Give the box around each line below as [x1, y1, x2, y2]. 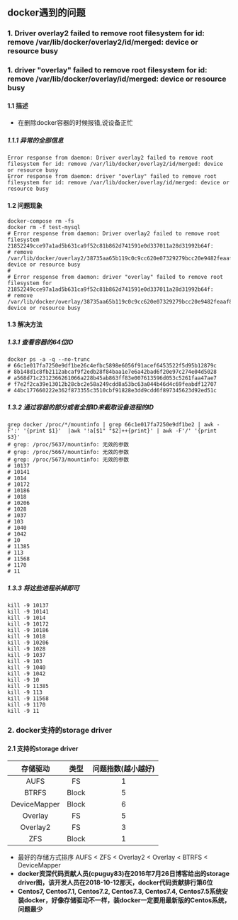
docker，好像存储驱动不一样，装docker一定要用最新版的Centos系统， [23, 896, 231, 904]
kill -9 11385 [7, 683, 50, 690]
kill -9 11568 [7, 695, 50, 702]
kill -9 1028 [7, 645, 46, 653]
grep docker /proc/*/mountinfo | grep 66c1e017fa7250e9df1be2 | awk [7, 421, 214, 428]
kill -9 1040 [7, 664, 46, 672]
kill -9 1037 [7, 652, 46, 659]
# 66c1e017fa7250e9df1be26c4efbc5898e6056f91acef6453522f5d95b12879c [7, 362, 217, 370]
